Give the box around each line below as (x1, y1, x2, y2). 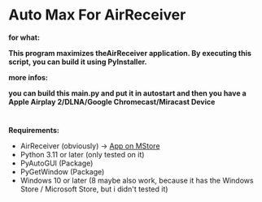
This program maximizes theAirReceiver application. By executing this (8, 48, 252, 58)
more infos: (8, 72, 49, 82)
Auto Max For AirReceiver (8, 6, 186, 24)
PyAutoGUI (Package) (20, 158, 94, 168)
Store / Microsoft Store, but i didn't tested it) (20, 184, 168, 194)
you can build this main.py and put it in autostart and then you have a (8, 88, 247, 98)
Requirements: (8, 126, 59, 135)
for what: (8, 32, 41, 42)
